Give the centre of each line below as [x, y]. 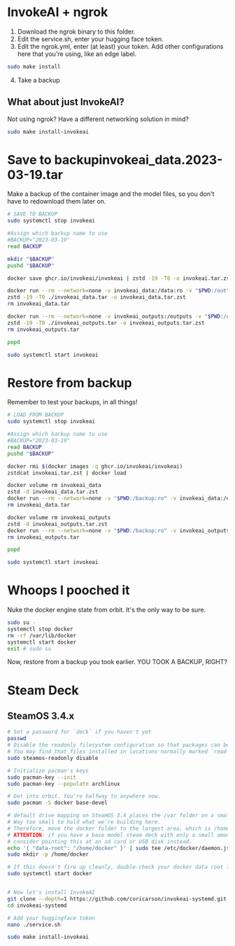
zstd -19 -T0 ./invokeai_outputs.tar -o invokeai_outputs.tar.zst [106, 323]
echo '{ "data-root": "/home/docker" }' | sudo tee [84, 848]
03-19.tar [35, 175]
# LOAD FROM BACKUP [36, 415]
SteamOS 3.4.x [41, 716]
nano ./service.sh [34, 924]
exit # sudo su [29, 649]
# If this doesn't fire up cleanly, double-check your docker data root [115, 867]
